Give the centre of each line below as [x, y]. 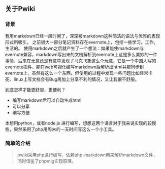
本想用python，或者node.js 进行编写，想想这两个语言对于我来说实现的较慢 [81, 123]
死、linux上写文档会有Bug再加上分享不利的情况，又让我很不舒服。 [72, 79]
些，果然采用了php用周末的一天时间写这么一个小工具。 [61, 129]
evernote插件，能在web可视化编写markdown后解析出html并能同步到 [75, 67]
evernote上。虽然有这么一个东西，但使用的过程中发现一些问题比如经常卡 [79, 73]
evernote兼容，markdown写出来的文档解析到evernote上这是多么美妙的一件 [81, 54]
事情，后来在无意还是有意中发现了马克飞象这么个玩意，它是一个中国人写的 [81, 60]
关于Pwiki [20, 9]
